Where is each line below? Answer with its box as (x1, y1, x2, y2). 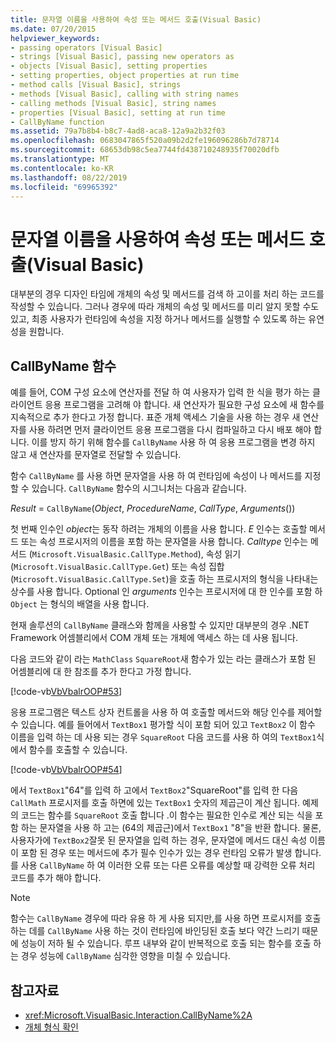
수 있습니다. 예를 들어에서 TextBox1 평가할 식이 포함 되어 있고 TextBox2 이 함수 (10, 719, 316, 731)
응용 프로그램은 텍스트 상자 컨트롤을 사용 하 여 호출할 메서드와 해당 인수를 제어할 (10, 706, 323, 718)
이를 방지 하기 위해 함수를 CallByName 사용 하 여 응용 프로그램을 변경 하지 (31, 436, 316, 448)
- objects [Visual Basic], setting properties (10, 61, 208, 71)
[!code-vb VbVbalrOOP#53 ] (10, 686, 123, 698)
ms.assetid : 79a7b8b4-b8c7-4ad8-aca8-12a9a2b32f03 (10, 126, 226, 136)
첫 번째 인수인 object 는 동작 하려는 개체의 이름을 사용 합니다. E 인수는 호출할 (10, 523, 308, 535)
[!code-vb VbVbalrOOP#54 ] (10, 764, 123, 776)
